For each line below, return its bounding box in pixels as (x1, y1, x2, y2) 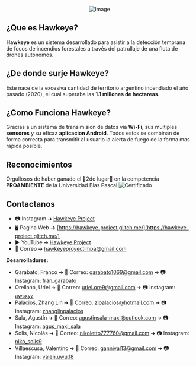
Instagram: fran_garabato (14, 277, 77, 285)
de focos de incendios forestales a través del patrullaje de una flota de (6, 45, 178, 52)
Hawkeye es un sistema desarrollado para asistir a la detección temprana (6, 39, 185, 46)
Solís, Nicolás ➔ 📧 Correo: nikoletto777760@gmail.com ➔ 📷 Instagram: (14, 330, 189, 337)
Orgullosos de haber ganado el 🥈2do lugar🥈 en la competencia (6, 175, 159, 182)
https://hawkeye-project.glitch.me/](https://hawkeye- (58, 224, 189, 231)
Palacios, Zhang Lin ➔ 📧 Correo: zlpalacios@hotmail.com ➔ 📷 (14, 299, 167, 306)
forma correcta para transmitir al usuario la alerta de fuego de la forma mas (6, 136, 191, 143)
